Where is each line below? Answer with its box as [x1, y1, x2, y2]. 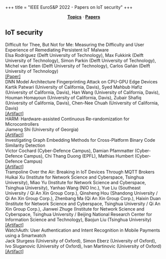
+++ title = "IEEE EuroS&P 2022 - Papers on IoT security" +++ [5, 4, 133, 10]
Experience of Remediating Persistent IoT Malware [5, 47, 109, 53]
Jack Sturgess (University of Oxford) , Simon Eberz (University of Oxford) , [5, 238, 157, 244]
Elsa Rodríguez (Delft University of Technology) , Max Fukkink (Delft [5, 52, 144, 58]
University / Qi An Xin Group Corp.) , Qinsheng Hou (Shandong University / [5, 190, 158, 196]
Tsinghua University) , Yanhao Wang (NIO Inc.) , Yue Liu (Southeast [5, 185, 141, 191]
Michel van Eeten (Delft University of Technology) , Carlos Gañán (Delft [5, 62, 151, 69]
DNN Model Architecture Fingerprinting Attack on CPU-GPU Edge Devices [5, 78, 158, 84]
